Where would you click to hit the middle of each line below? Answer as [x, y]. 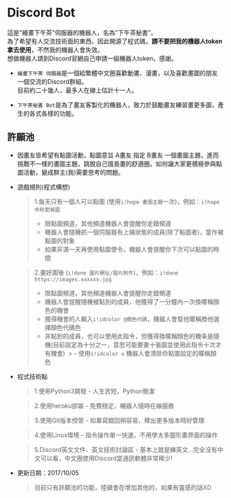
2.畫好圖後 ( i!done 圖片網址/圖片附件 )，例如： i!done [106, 272]
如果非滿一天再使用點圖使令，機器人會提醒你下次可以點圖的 [129, 249]
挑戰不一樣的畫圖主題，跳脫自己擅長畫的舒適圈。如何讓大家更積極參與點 [119, 164]
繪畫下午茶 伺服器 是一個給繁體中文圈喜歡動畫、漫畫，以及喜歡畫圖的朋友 [118, 73]
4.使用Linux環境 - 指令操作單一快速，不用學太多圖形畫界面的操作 [126, 435]
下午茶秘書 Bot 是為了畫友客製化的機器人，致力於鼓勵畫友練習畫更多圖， [117, 105]
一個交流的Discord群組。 [52, 81]
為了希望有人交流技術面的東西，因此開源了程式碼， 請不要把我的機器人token [115, 41]
